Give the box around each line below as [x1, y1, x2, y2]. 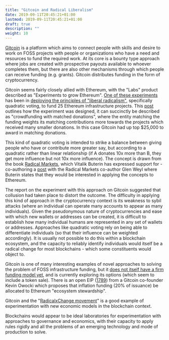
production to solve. [5, 329, 47, 335]
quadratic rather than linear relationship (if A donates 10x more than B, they [5, 150, 161, 156]
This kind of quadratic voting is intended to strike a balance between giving [5, 139, 162, 145]
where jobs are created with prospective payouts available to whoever [5, 61, 151, 67]
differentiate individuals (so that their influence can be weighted [5, 230, 138, 235]
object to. [5, 251, 25, 257]
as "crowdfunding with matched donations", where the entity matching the [5, 114, 160, 119]
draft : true [5, 21, 30, 27]
